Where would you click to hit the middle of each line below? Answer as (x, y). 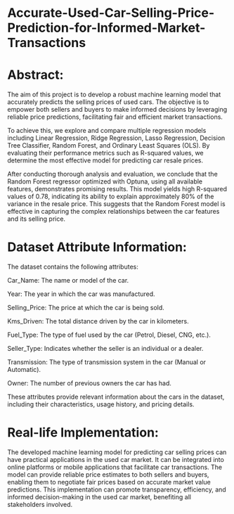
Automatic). (24, 370)
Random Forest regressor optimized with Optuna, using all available (105, 181)
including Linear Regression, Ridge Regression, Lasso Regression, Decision (116, 138)
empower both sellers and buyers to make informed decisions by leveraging (117, 110)
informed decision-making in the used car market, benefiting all (99, 497)
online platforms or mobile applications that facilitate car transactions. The (115, 467)
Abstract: (35, 75)
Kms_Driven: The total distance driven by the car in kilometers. (98, 321)
